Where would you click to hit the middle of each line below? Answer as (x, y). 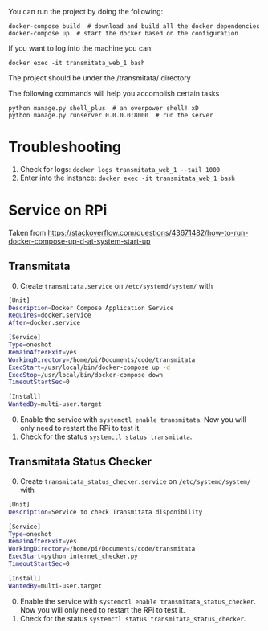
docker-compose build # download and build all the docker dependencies (134, 27)
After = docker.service (45, 323)
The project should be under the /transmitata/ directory (99, 78)
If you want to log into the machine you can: (81, 48)
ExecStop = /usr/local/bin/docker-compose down (85, 375)
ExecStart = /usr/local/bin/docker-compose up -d (89, 367)
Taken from (27, 232)
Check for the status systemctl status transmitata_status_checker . (133, 618)
